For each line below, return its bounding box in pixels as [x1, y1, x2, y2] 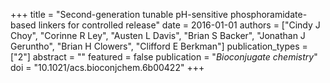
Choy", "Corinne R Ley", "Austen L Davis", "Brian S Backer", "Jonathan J [10, 30, 306, 41]
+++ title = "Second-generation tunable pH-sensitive [10, 9, 228, 20]
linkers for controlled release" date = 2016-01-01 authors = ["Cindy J [38, 19, 321, 31]
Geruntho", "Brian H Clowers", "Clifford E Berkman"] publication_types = [10, 40, 308, 52]
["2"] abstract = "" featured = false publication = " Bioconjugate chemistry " [10, 51, 318, 63]
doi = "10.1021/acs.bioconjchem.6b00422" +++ [10, 62, 205, 73]
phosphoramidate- [229, 9, 308, 20]
